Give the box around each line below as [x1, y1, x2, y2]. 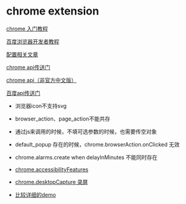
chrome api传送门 [6, 64, 50, 71]
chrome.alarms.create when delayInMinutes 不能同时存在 [14, 153, 158, 161]
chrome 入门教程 [6, 25, 48, 32]
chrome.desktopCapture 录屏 [14, 178, 88, 185]
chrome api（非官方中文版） [6, 76, 77, 84]
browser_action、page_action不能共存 [14, 115, 111, 122]
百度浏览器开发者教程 [6, 38, 59, 45]
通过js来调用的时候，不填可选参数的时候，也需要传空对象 [14, 128, 157, 135]
